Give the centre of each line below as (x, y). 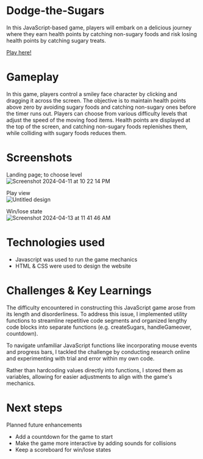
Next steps (34, 408)
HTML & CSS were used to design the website (73, 266)
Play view (18, 193)
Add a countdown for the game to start (64, 436)
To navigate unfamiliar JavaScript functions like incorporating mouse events (102, 345)
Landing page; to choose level (44, 174)
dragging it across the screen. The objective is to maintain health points (96, 100)
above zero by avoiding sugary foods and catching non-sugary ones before (101, 107)
